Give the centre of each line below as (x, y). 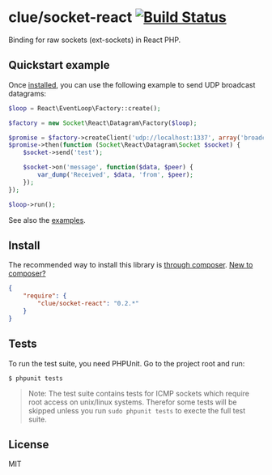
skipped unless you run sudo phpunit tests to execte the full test (137, 410)
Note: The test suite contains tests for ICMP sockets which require (138, 393)
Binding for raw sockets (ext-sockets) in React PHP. (95, 40)
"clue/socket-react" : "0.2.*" (88, 304)
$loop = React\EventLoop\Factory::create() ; (85, 108)
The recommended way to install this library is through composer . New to (131, 265)
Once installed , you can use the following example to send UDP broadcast (132, 84)
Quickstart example (59, 65)
